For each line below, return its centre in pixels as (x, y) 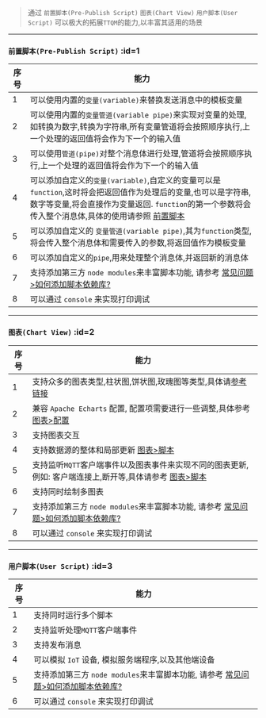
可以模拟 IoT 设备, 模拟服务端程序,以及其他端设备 (124, 659)
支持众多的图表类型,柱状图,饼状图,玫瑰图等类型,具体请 (131, 382)
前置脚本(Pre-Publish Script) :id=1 (74, 51)
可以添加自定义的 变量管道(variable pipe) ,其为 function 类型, (141, 231)
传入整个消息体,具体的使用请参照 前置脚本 (107, 216)
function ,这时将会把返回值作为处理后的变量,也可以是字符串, (141, 192)
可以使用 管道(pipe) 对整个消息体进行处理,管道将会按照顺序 (137, 154)
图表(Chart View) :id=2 (51, 332)
